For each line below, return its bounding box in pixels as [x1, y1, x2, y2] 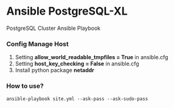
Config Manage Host [6, 40, 69, 48]
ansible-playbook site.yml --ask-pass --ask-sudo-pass [6, 96, 148, 102]
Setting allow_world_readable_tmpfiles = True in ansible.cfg [15, 54, 169, 61]
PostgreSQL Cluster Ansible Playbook [6, 24, 101, 32]
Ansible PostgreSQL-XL [6, 4, 128, 18]
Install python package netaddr [15, 67, 94, 74]
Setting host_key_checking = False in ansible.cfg [15, 60, 139, 68]
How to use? [6, 82, 44, 90]
